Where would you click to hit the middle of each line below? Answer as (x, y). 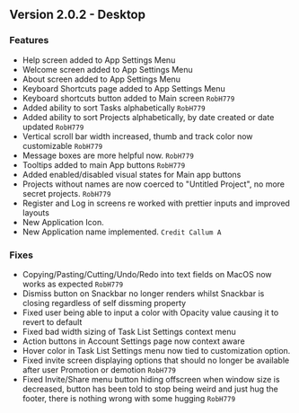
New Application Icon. (63, 222)
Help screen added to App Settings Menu (99, 60)
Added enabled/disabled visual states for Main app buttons (132, 174)
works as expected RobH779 (73, 284)
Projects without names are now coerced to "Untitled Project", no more (154, 184)
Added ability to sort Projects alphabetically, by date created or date (148, 117)
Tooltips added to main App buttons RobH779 (104, 164)
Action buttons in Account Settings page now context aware (133, 341)
